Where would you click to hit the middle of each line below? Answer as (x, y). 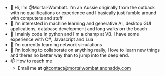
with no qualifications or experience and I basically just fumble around (83, 13)
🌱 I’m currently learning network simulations (56, 45)
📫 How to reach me (31, 61)
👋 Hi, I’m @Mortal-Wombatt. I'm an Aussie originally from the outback (82, 8)
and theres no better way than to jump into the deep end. (69, 55)
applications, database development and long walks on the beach (78, 29)
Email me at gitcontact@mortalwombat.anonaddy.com (74, 68)
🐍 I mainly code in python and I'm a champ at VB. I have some (74, 34)
